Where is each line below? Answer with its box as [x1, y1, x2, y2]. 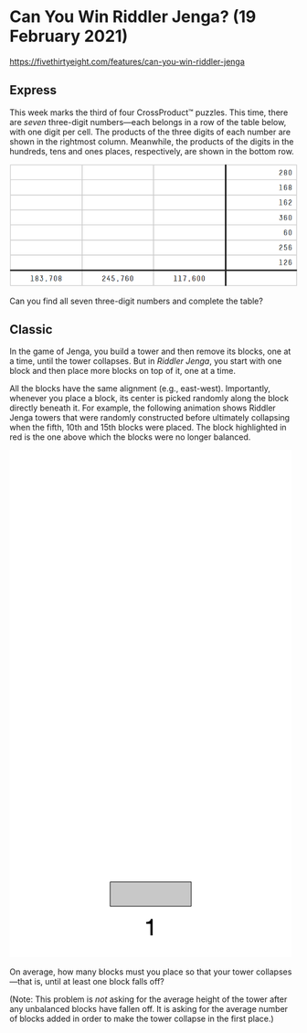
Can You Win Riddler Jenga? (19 [9, 6, 257, 27]
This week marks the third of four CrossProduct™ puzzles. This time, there [9, 107, 289, 118]
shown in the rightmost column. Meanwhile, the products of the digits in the [9, 135, 294, 147]
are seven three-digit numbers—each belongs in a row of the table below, [9, 116, 287, 127]
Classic [9, 322, 53, 337]
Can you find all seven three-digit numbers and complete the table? [9, 295, 263, 306]
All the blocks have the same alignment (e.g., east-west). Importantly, [9, 383, 271, 394]
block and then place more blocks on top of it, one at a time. [9, 366, 236, 377]
